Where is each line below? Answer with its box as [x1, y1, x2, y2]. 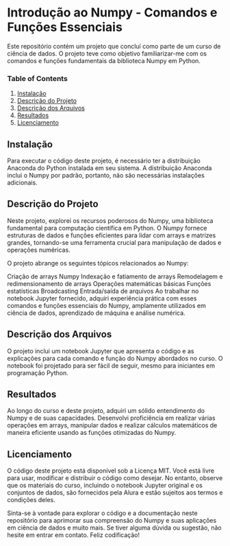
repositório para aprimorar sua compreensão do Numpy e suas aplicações [7, 517, 217, 525]
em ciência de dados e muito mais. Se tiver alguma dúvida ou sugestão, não [7, 523, 222, 532]
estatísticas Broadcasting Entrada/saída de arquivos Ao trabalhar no [7, 287, 199, 295]
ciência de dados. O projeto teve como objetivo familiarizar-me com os [7, 49, 207, 58]
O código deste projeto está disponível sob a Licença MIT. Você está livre [7, 466, 214, 475]
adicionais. [7, 178, 38, 187]
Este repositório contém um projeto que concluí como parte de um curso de [7, 42, 221, 50]
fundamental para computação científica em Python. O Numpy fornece [7, 224, 207, 232]
